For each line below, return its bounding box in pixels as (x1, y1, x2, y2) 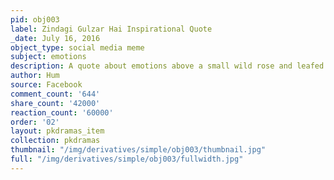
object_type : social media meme (10, 42, 145, 53)
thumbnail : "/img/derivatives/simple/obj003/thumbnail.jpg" (10, 145, 267, 155)
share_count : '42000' (10, 98, 101, 108)
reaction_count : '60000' (10, 107, 114, 118)
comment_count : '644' (10, 89, 101, 99)
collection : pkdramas (10, 136, 101, 146)
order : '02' (10, 117, 60, 127)
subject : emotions (10, 52, 87, 62)
